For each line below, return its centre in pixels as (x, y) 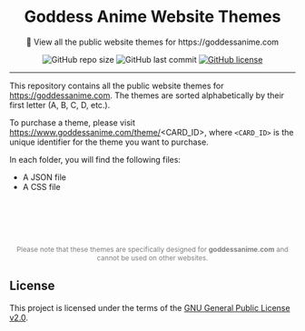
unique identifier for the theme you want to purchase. (109, 142)
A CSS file (41, 186)
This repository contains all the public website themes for (117, 85)
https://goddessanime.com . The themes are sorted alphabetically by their (147, 95)
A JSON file (44, 177)
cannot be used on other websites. (152, 258)
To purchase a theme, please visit (73, 122)
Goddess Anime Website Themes (152, 17)
